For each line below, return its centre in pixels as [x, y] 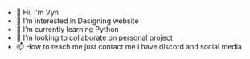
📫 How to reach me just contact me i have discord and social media [129, 47]
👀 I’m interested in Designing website [77, 21]
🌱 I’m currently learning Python [67, 29]
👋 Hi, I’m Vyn [37, 12]
